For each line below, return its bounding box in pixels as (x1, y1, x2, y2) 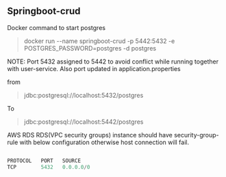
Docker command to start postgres (7, 23, 106, 31)
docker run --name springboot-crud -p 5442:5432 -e (23, 37, 175, 45)
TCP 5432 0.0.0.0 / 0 (7, 163, 90, 170)
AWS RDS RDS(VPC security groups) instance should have (7, 131, 173, 139)
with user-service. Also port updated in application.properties (7, 64, 181, 72)
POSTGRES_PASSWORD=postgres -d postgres (23, 44, 156, 52)
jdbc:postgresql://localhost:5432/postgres (23, 91, 144, 99)
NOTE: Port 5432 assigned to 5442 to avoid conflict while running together (7, 57, 219, 66)
